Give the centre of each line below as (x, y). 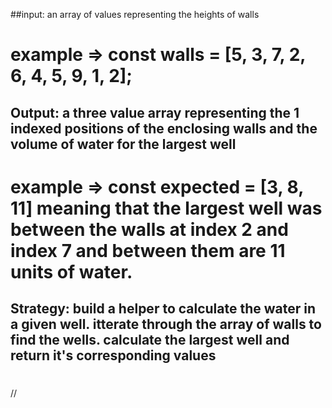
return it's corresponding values (113, 355)
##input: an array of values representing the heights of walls (135, 14)
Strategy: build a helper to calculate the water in (163, 309)
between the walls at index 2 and (149, 229)
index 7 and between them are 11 (148, 250)
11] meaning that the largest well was (166, 208)
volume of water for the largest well (123, 144)
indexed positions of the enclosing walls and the (164, 128)
